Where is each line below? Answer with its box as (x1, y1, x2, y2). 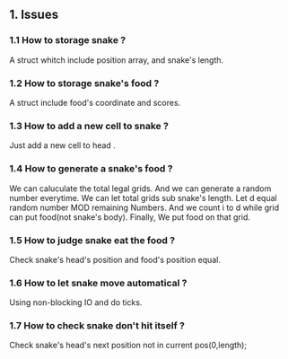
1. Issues (9, 7, 59, 22)
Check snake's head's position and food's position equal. (9, 254, 222, 265)
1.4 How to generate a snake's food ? (9, 162, 173, 175)
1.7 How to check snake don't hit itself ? (9, 320, 186, 332)
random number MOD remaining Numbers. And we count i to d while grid (9, 202, 280, 213)
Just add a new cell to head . (9, 140, 117, 151)
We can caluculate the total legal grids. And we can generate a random (9, 183, 272, 194)
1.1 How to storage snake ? (9, 34, 127, 47)
